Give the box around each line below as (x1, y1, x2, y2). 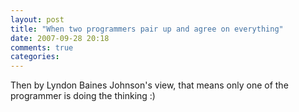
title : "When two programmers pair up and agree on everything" (10, 24, 284, 34)
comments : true (10, 42, 74, 53)
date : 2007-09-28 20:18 (10, 33, 110, 43)
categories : (10, 52, 60, 62)
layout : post (10, 14, 65, 25)
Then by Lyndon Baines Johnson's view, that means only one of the (10, 79, 289, 91)
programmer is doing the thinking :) (10, 90, 156, 102)
